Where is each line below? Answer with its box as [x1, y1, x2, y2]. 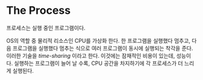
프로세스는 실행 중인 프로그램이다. [6, 24, 86, 31]
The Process [6, 4, 71, 17]
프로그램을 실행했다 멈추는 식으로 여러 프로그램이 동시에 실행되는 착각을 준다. [12, 45, 193, 52]
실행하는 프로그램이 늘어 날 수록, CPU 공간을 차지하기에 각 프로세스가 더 [14, 60, 183, 67]
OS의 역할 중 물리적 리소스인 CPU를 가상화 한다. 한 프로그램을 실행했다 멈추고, [6, 37, 191, 44]
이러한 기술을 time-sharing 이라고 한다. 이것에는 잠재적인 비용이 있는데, [6, 52, 175, 59]
